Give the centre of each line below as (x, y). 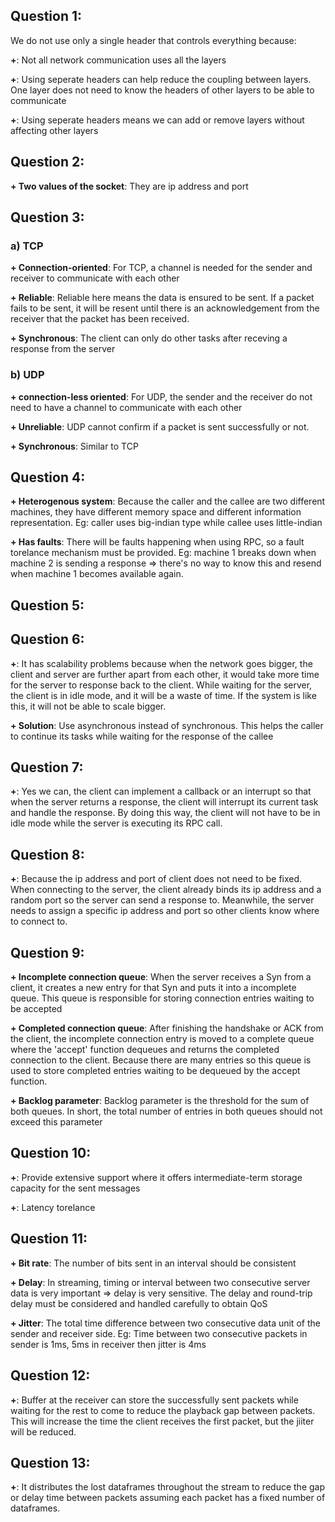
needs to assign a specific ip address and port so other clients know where (165, 911)
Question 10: (51, 1153)
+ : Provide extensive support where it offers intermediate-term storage (156, 1177)
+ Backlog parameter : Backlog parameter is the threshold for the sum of (160, 1101)
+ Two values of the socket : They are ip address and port (129, 186)
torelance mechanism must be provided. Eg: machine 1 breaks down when (163, 553)
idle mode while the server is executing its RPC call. (116, 823)
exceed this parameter (56, 1122)
